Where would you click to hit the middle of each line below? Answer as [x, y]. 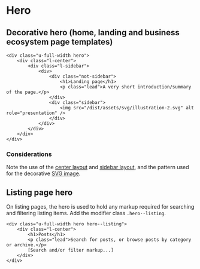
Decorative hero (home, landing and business [93, 33]
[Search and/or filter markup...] [71, 250]
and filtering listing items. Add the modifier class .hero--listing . [86, 213]
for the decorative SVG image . [43, 173]
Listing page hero [40, 192]
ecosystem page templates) [60, 42]
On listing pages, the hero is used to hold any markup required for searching [100, 207]
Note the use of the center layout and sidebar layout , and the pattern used [98, 167]
